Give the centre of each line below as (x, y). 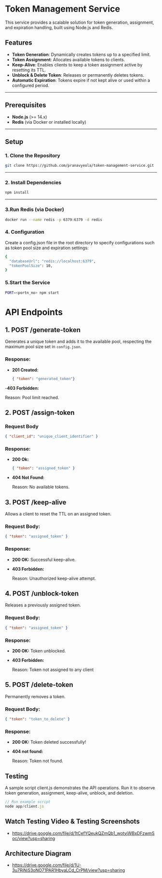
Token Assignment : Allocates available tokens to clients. (68, 60)
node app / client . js (25, 806)
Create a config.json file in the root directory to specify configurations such (80, 242)
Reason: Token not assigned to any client (53, 670)
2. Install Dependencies (33, 183)
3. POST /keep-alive (36, 502)
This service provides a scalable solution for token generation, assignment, (80, 22)
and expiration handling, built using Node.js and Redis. (59, 27)
